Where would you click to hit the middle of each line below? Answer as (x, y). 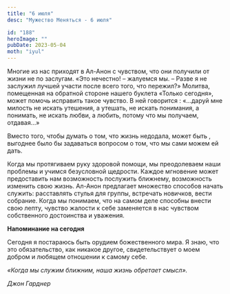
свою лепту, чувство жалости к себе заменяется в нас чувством (103, 208)
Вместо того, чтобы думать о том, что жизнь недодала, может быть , (109, 136)
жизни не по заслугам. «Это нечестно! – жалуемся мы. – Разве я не (107, 79)
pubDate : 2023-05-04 (37, 46)
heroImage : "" (28, 39)
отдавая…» (23, 122)
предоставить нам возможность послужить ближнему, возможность (109, 179)
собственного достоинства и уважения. (66, 215)
